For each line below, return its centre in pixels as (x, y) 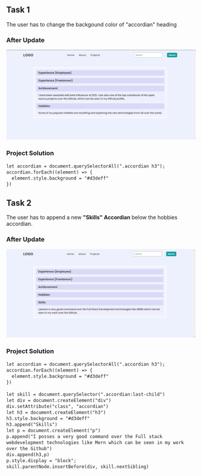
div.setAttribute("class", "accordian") (58, 407)
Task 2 (19, 203)
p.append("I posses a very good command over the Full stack (84, 437)
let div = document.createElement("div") (59, 401)
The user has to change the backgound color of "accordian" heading (92, 24)
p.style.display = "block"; (41, 461)
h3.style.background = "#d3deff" (48, 419)
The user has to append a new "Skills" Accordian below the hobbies (92, 217)
